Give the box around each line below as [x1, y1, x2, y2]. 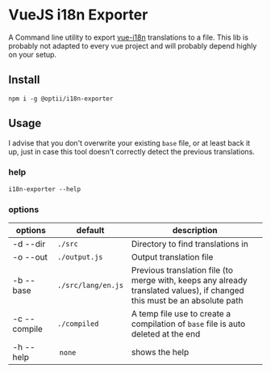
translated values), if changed [131, 285, 244, 296]
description [172, 225, 218, 236]
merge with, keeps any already [131, 275, 248, 286]
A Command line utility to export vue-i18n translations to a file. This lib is [8, 32, 248, 42]
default [76, 225, 105, 236]
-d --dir [12, 239, 46, 250]
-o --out [12, 252, 48, 263]
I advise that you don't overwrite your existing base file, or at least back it [8, 138, 251, 147]
